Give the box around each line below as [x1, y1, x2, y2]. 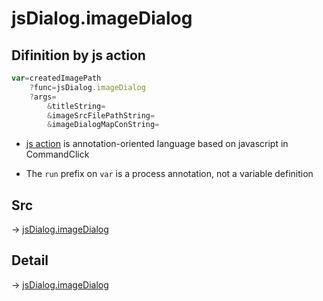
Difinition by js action [11, 47, 146, 64]
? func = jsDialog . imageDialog [29, 82, 146, 92]
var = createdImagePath [11, 73, 102, 83]
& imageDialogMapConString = [47, 120, 160, 130]
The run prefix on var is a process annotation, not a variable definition [25, 168, 314, 180]
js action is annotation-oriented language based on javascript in [25, 138, 289, 150]
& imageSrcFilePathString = [47, 110, 156, 121]
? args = [29, 92, 57, 102]
